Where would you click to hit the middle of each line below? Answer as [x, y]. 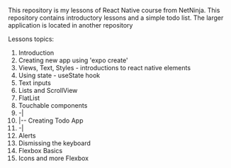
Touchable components [53, 105]
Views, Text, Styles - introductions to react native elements [104, 68]
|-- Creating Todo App [51, 121]
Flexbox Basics [40, 151]
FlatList [29, 98]
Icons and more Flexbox [53, 158]
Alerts [27, 135]
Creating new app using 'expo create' [73, 60]
